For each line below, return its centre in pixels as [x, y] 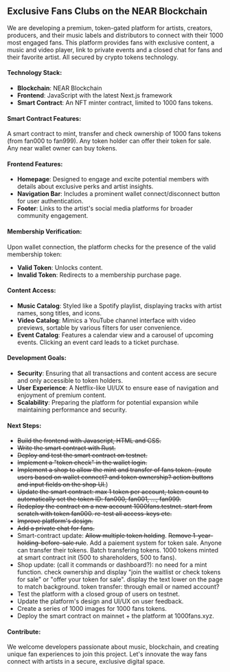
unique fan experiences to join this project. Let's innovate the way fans [107, 654]
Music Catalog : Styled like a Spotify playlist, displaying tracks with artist [119, 306]
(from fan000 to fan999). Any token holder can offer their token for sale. [109, 141]
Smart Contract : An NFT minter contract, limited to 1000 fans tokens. [115, 103]
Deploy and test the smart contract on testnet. [82, 456]
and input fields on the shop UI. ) [62, 484]
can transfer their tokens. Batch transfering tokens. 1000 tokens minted [117, 550]
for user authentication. [50, 201]
